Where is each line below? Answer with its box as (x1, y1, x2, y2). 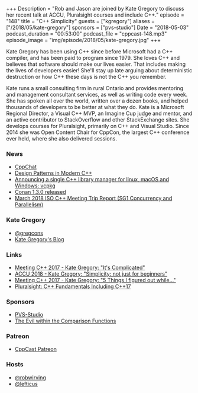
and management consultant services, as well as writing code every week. (6, 91, 188, 98)
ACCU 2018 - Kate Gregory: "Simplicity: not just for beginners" (14, 270, 167, 277)
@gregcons (14, 229, 43, 237)
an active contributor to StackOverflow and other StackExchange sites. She (6, 116, 190, 123)
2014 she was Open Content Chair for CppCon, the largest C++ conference (6, 129, 190, 136)
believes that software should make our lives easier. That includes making (6, 60, 186, 68)
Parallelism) (14, 201, 44, 208)
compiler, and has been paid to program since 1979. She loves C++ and (6, 55, 180, 61)
